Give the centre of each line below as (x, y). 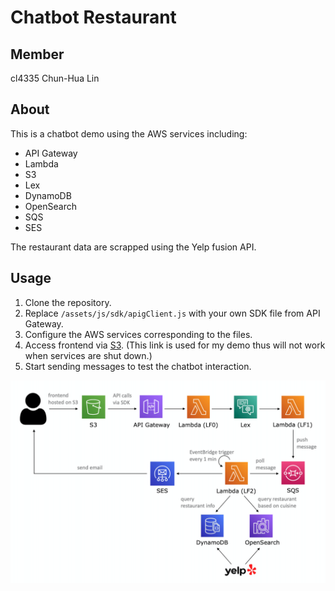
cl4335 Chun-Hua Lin (55, 78)
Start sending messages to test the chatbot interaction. (138, 366)
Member (37, 54)
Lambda (41, 163)
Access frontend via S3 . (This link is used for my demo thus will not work (175, 345)
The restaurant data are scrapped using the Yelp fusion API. (133, 247)
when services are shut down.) (88, 355)
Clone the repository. (68, 302)
